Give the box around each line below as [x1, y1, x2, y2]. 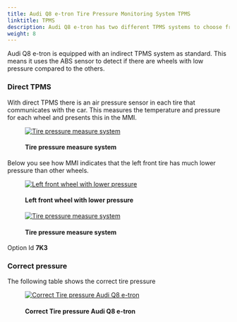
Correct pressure [7, 261, 68, 271]
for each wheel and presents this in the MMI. [7, 113, 138, 121]
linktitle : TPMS [7, 17, 55, 24]
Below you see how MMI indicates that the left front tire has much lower [7, 158, 217, 167]
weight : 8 [7, 30, 37, 37]
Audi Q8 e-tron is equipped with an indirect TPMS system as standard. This [7, 49, 227, 58]
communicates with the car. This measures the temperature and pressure [7, 105, 221, 114]
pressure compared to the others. [7, 64, 105, 73]
